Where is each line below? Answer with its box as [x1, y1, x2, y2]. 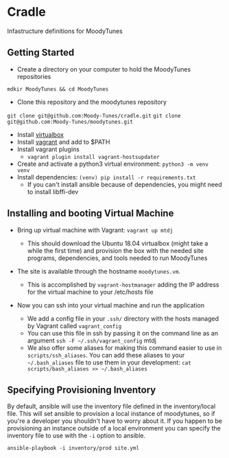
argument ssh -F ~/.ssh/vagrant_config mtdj [27, 336, 156, 345]
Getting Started [7, 47, 75, 58]
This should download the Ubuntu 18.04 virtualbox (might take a [27, 239, 208, 248]
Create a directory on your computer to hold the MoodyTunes [16, 65, 191, 73]
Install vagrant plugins [16, 145, 80, 153]
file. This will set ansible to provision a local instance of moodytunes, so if [7, 410, 215, 418]
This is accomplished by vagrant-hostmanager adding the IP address [27, 280, 219, 289]
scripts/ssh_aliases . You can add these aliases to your [27, 351, 185, 359]
